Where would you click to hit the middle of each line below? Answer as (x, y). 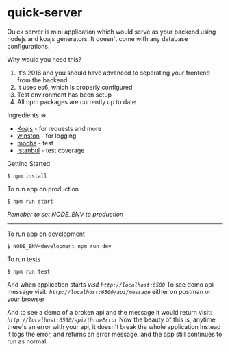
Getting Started (29, 163)
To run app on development (46, 234)
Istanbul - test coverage (51, 150)
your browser (26, 299)
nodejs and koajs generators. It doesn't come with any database (98, 38)
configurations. (28, 46)
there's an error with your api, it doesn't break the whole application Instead (114, 326)
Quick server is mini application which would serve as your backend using (112, 32)
